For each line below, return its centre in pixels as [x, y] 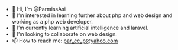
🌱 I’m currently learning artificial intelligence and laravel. [80, 28]
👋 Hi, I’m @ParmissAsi [39, 9]
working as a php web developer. [52, 21]
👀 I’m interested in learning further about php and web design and [92, 15]
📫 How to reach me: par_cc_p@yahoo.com [65, 41]
